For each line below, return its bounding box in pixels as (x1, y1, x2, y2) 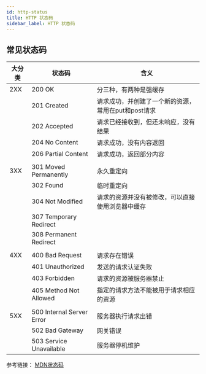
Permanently (31, 170, 69, 179)
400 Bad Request (31, 251, 82, 260)
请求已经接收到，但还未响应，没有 (96, 118, 195, 127)
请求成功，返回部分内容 (96, 150, 164, 158)
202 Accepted (31, 122, 74, 131)
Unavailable (31, 345, 66, 353)
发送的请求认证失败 (96, 263, 152, 271)
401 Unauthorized (31, 262, 85, 271)
